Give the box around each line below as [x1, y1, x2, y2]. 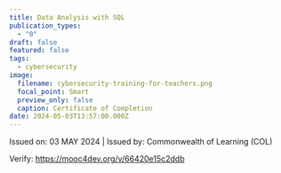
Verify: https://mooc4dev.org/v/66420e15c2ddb [9, 153, 185, 164]
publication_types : [9, 21, 82, 30]
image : [9, 71, 34, 80]
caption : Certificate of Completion [17, 104, 153, 113]
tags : [9, 54, 29, 63]
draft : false [9, 37, 58, 47]
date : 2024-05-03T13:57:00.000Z [9, 112, 129, 121]
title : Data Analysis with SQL [9, 12, 125, 22]
